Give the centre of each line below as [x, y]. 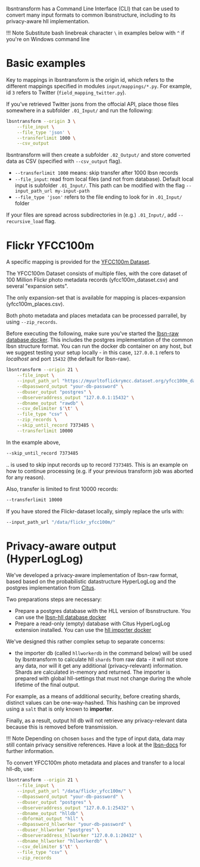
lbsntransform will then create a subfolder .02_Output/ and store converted [98, 155]
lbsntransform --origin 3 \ [41, 121]
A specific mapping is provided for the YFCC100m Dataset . [78, 262]
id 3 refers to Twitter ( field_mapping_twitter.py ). [66, 92]
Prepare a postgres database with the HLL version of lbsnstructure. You [103, 611]
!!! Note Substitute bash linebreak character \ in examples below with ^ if [95, 33]
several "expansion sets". [37, 286]
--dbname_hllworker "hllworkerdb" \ [62, 841]
